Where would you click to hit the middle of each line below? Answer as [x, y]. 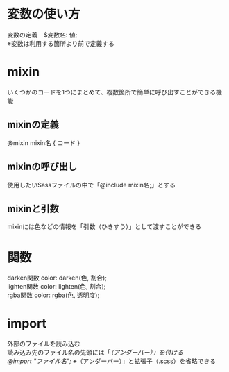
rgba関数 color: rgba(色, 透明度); [53, 295]
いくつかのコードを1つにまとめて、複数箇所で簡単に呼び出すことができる [112, 92]
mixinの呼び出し [42, 167]
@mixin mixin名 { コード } [44, 142]
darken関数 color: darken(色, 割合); [57, 278]
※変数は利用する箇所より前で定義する [61, 43]
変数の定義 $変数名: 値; [42, 35]
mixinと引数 [33, 209]
